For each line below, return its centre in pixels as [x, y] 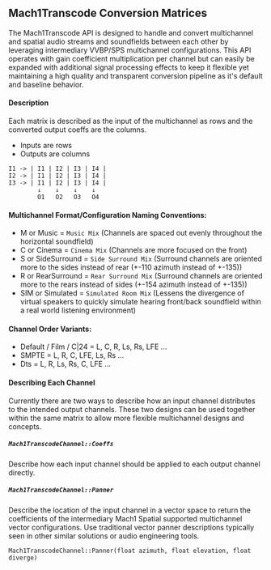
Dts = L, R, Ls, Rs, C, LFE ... [66, 364]
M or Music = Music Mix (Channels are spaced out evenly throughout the [141, 233]
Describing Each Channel [52, 383]
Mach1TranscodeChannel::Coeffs [61, 445]
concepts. [25, 426]
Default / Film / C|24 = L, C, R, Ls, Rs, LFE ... [93, 347]
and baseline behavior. [46, 84]
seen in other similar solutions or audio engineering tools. [104, 536]
